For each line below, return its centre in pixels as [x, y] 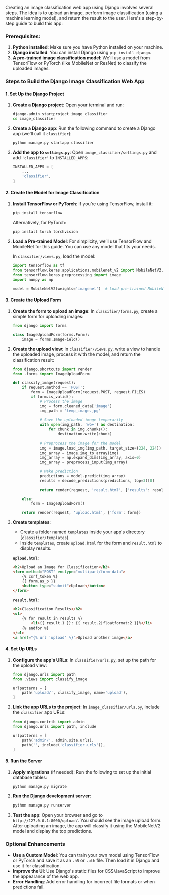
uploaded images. [31, 69]
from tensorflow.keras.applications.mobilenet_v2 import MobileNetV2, [88, 270]
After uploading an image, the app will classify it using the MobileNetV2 [87, 826]
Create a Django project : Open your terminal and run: [68, 105]
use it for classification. [37, 866]
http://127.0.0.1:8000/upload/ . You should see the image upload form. [87, 820]
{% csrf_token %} [40, 576]
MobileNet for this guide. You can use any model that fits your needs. [84, 246]
